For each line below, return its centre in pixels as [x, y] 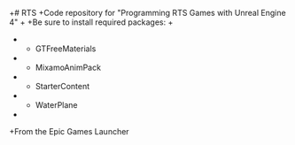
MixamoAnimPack [68, 67]
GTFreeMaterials [66, 49]
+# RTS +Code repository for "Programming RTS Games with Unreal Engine [147, 13]
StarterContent [62, 86]
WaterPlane [56, 105]
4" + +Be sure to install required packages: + [91, 22]
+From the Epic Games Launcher [70, 131]
